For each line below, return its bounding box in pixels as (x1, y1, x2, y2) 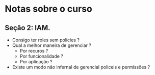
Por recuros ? (19, 48, 48, 54)
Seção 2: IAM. (5, 23, 50, 32)
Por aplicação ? (19, 59, 53, 64)
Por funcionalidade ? (19, 53, 63, 59)
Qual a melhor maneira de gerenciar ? (12, 42, 91, 48)
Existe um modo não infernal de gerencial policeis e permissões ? (12, 64, 150, 70)
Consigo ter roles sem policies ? (12, 37, 80, 43)
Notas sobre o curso (5, 3, 92, 15)
